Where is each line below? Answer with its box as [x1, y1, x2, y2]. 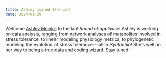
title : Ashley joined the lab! [5, 7, 71, 12]
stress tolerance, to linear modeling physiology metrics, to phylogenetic [5, 36, 154, 42]
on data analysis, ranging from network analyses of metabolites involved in [5, 31, 161, 37]
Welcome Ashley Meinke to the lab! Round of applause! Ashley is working [5, 25, 158, 31]
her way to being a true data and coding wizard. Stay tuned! [5, 47, 130, 53]
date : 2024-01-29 [5, 12, 42, 17]
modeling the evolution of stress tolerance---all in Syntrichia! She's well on [5, 41, 161, 47]
